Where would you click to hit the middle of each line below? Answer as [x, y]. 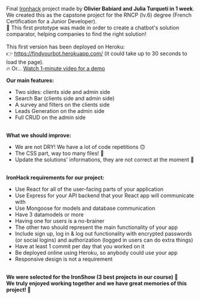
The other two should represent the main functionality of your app [96, 227]
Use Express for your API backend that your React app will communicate [104, 196]
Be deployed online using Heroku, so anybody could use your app [96, 253]
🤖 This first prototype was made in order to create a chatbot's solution [93, 28]
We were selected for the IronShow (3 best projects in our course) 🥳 [92, 277]
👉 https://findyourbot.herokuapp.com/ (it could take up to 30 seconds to [97, 54]
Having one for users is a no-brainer [60, 221]
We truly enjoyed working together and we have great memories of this [97, 283]
